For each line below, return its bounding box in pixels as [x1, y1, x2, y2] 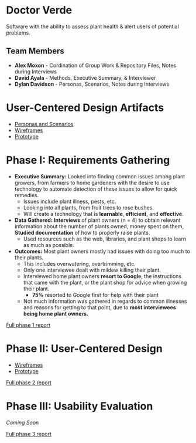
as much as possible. [23, 241, 75, 248]
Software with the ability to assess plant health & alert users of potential [6, 23, 180, 30]
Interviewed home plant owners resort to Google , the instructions [23, 272, 182, 279]
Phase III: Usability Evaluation [6, 400, 153, 412]
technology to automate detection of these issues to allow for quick [14, 185, 177, 192]
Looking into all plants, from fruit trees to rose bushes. [23, 204, 154, 211]
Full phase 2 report [6, 379, 51, 386]
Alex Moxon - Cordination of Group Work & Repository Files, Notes [14, 62, 177, 69]
